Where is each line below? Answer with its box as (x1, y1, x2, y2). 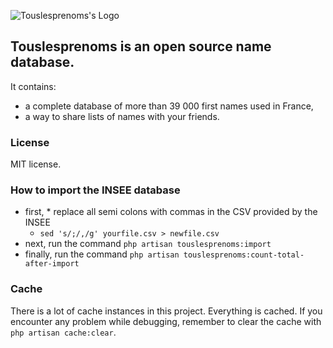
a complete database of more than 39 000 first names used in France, (24, 100, 314, 112)
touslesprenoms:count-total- (183, 250, 305, 260)
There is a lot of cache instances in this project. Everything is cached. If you (10, 305, 323, 317)
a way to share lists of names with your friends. (24, 110, 220, 122)
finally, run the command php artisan (24, 248, 180, 260)
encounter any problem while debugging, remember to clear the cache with (10, 315, 322, 327)
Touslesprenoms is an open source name (10, 38, 272, 55)
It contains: (10, 80, 57, 92)
